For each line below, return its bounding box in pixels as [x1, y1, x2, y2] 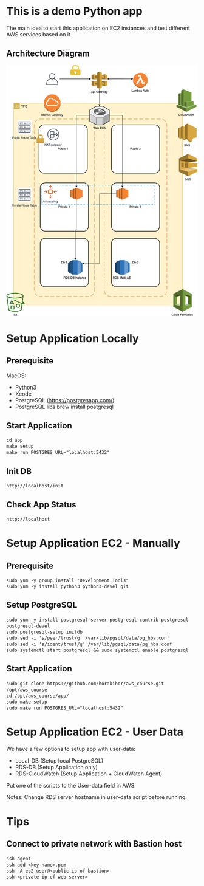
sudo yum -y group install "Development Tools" [6, 577, 129, 583]
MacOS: [6, 372, 27, 379]
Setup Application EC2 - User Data [6, 725, 184, 739]
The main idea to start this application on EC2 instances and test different [6, 24, 190, 32]
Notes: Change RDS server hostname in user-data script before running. [6, 793, 187, 800]
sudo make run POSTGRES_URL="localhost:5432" [6, 705, 123, 711]
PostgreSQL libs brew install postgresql [15, 403, 114, 410]
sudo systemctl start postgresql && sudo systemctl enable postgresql [6, 647, 189, 653]
